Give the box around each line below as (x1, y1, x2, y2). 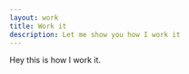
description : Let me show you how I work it (9, 30, 181, 39)
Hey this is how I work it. (9, 55, 102, 66)
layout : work (9, 13, 59, 23)
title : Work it (9, 22, 67, 31)
